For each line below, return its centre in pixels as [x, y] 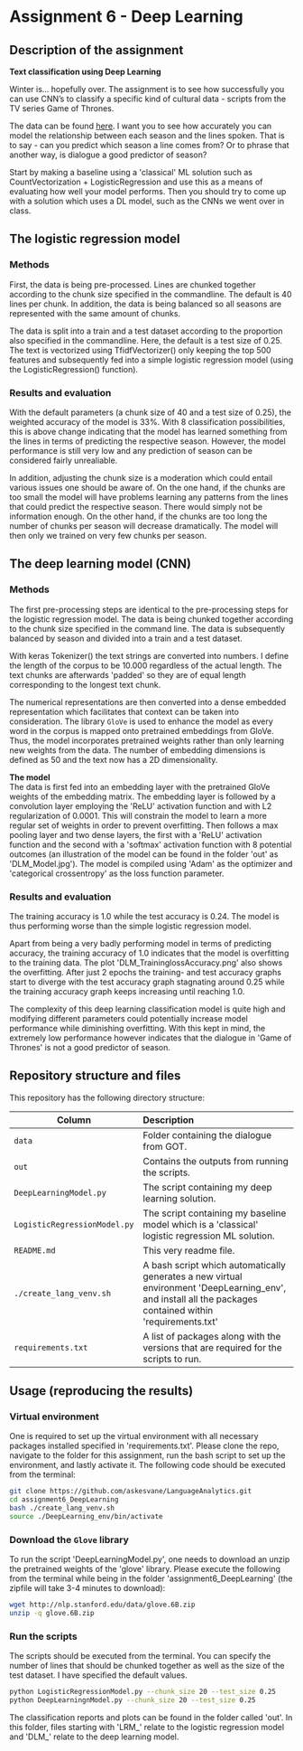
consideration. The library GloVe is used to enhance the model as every [141, 721]
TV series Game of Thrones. [62, 108]
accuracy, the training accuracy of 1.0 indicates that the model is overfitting [149, 953]
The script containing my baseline [215, 1213]
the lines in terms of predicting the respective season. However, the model [147, 441]
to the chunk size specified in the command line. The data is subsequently [147, 628]
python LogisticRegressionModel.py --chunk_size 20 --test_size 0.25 [143, 1692]
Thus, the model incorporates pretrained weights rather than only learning [147, 740]
